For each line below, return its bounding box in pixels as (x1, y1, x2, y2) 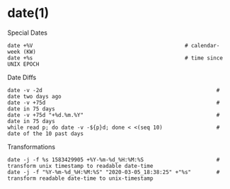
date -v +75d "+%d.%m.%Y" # (7, 111, 220, 118)
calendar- (190, 42, 220, 49)
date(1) (7, 5, 50, 21)
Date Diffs (7, 73, 37, 81)
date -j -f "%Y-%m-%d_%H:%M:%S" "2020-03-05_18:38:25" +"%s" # (7, 168, 220, 176)
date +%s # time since (7, 55, 223, 62)
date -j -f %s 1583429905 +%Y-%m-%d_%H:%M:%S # (7, 156, 220, 164)
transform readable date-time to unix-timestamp (7, 175, 154, 182)
